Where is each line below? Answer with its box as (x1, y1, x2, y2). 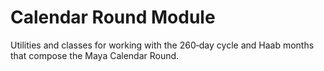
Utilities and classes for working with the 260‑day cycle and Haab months (10, 39, 315, 51)
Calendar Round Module (10, 6, 216, 29)
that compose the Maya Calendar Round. (10, 49, 180, 61)
